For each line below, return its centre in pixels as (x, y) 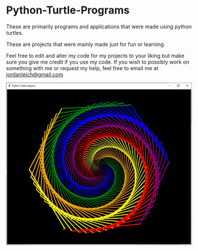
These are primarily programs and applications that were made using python (99, 27)
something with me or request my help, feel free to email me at (82, 68)
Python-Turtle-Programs (68, 10)
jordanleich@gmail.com (35, 74)
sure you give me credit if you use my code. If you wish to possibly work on (98, 62)
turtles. (15, 32)
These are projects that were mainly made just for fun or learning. (86, 44)
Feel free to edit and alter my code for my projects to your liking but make (95, 55)
